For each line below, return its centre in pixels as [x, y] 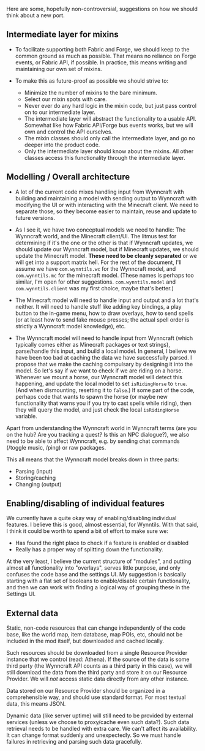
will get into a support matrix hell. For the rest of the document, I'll [98, 262]
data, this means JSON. [36, 704]
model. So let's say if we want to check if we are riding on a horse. [99, 371]
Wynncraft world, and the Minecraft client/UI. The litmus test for [96, 236]
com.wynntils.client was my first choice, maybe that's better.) [95, 288]
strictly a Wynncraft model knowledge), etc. [70, 326]
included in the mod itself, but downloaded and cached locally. [85, 641]
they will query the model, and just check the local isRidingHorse [97, 409]
